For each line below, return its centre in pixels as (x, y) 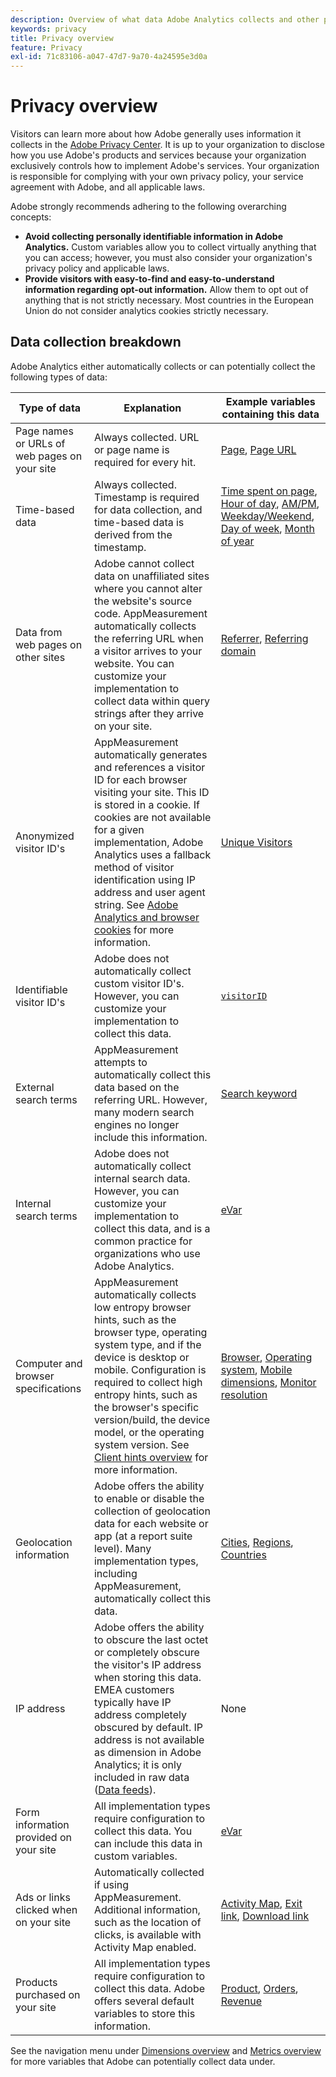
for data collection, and (148, 509)
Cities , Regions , (257, 1542)
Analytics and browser (146, 917)
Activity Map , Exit (261, 1903)
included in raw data (141, 1777)
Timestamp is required (146, 497)
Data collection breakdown (96, 342)
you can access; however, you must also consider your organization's (168, 258)
